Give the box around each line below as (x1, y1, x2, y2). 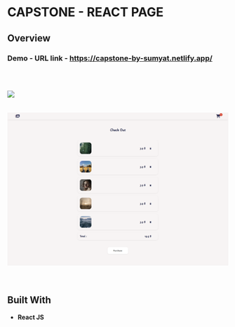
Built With (7, 294, 51, 306)
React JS (17, 313, 44, 321)
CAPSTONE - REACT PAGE (7, 4, 163, 20)
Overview (7, 32, 51, 44)
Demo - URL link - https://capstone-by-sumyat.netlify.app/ (7, 53, 213, 63)
